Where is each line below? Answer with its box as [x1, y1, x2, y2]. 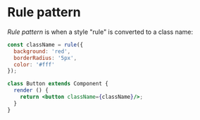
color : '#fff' [13, 61, 55, 68]
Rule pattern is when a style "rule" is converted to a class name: [7, 28, 194, 36]
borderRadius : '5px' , [13, 54, 77, 61]
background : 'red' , [13, 47, 71, 55]
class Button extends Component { [7, 80, 109, 88]
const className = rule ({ [7, 41, 83, 48]
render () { [13, 87, 49, 94]
